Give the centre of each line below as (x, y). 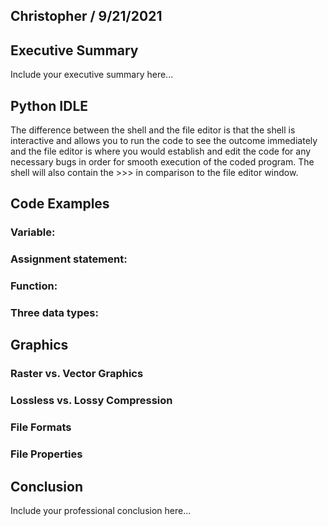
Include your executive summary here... (92, 75)
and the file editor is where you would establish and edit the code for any (161, 151)
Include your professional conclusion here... (101, 510)
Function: (34, 286)
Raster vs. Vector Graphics (77, 374)
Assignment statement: (69, 259)
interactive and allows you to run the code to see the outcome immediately (164, 141)
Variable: (33, 232)
